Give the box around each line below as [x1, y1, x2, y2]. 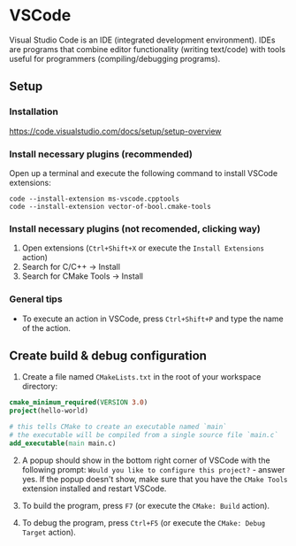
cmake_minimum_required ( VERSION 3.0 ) [9, 398, 148, 407]
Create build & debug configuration [9, 348, 208, 363]
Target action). [21, 527, 77, 537]
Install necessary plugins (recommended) [9, 148, 193, 160]
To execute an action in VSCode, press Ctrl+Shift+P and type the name [21, 313, 285, 324]
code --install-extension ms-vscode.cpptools [9, 194, 179, 204]
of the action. [21, 322, 71, 333]
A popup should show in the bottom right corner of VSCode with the [21, 455, 271, 465]
